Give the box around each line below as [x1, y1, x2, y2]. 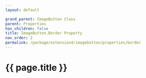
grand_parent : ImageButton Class [5, 16, 76, 22]
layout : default [5, 7, 39, 13]
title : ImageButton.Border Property [5, 31, 82, 36]
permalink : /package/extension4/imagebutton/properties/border [5, 40, 141, 46]
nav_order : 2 [5, 35, 33, 41]
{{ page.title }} [5, 62, 68, 73]
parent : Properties [5, 21, 46, 26]
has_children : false [5, 26, 49, 31]
